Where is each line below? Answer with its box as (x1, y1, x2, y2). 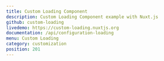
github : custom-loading (6, 19, 64, 25)
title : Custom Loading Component (6, 8, 88, 15)
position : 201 (6, 46, 41, 52)
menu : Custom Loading (6, 35, 59, 41)
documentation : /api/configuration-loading (6, 30, 114, 36)
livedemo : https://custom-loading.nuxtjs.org (6, 24, 119, 31)
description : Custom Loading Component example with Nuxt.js (6, 14, 159, 20)
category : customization (6, 41, 67, 47)
